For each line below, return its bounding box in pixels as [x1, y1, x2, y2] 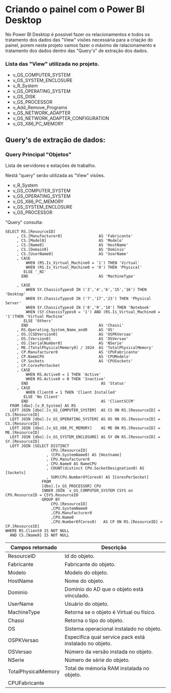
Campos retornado [10, 543, 58, 551]
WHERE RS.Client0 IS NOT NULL [5, 528, 70, 533]
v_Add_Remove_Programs [12, 105, 68, 111]
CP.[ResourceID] [5, 524, 40, 529]
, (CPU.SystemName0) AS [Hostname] [46, 452, 122, 457]
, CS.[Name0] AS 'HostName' [16, 242, 129, 247]
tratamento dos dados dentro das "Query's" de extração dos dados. [5, 47, 149, 54]
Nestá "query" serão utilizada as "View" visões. [5, 172, 105, 178]
